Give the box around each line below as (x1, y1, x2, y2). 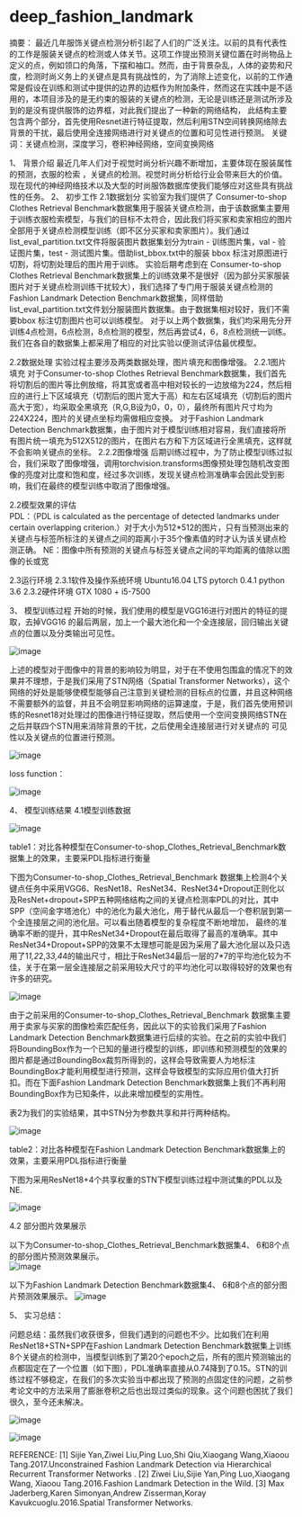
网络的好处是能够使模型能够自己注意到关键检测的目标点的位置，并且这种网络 (9, 687, 293, 697)
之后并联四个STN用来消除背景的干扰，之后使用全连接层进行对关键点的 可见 (9, 720, 288, 731)
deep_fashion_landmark (9, 6, 194, 27)
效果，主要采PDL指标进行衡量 (40, 852, 151, 863)
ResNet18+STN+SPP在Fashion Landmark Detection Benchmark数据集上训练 (9, 1340, 292, 1351)
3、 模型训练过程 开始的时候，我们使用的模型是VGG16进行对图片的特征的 (9, 605, 280, 615)
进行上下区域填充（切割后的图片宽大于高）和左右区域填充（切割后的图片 (24, 390, 293, 401)
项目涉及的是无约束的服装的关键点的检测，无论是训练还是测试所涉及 (40, 93, 293, 104)
